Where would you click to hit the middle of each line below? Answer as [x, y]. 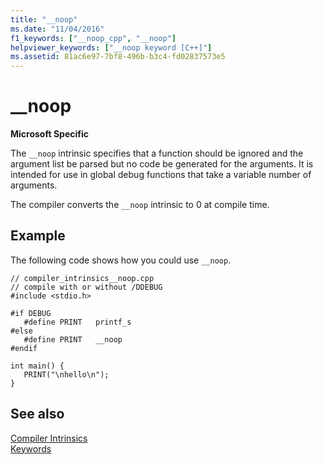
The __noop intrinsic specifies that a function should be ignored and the [157, 153]
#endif [24, 348]
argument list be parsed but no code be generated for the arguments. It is [162, 164]
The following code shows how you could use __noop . [121, 260]
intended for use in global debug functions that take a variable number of [161, 175]
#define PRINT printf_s [77, 322]
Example [38, 236]
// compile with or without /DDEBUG [86, 287]
